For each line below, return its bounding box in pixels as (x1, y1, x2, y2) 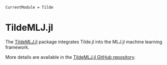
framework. (5, 44, 30, 50)
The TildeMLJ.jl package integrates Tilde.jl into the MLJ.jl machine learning (5, 38, 162, 45)
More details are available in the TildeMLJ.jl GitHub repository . (5, 54, 136, 60)
